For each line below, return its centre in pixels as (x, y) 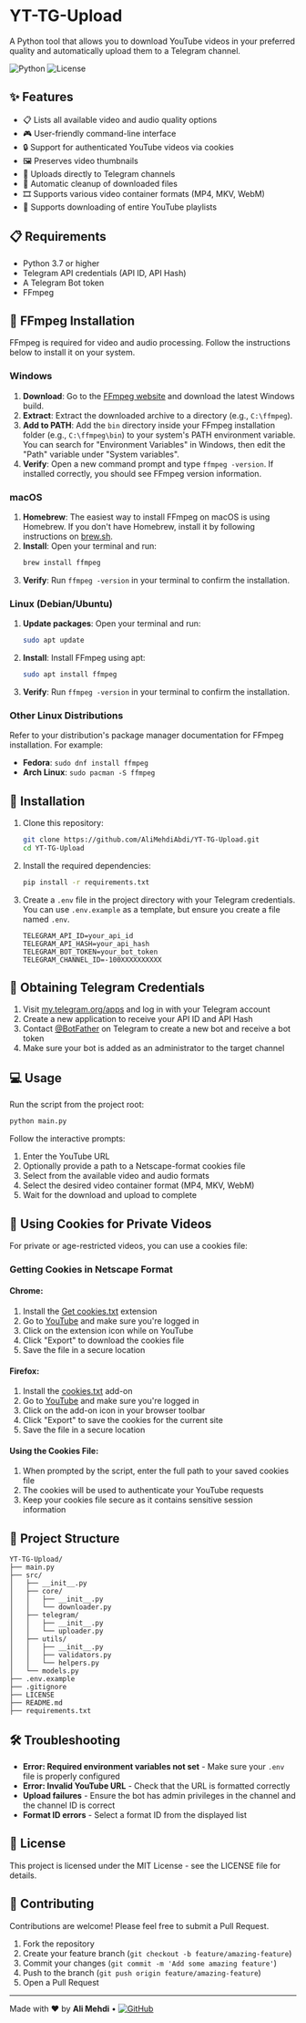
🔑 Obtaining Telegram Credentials (107, 988)
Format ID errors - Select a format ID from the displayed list (135, 1815)
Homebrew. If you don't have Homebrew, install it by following (138, 526)
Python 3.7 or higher (61, 263)
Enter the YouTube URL (66, 1156)
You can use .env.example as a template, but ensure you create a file (151, 909)
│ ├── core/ (36, 1592)
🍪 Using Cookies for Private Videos (111, 1224)
